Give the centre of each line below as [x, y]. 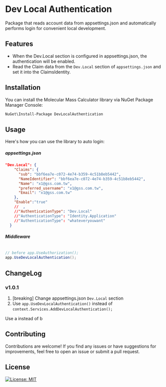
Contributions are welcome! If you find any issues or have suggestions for [81, 346]
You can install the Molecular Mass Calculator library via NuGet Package [79, 99]
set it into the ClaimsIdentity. [41, 72]
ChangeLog [24, 273]
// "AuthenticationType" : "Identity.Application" [65, 216]
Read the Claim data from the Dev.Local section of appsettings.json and [87, 66]
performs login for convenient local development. [56, 28]
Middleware [18, 237]
